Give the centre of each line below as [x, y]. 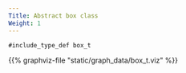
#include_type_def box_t [50, 45]
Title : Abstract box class [53, 16]
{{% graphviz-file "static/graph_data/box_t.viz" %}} [93, 60]
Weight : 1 [25, 23]
